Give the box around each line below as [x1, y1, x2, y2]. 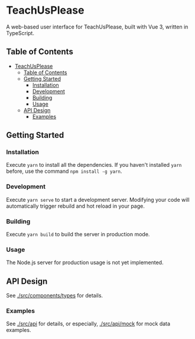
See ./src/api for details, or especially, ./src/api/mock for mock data [6, 320, 170, 327]
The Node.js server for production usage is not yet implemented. [6, 259, 164, 266]
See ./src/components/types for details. [6, 292, 103, 299]
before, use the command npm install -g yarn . [6, 167, 122, 175]
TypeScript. [6, 29, 34, 36]
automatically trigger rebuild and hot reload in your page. [6, 202, 145, 210]
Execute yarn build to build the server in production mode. [6, 231, 150, 238]
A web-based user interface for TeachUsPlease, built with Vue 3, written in [6, 23, 188, 30]
